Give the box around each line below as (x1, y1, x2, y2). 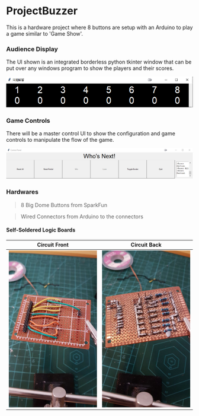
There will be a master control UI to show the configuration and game (6, 130, 176, 137)
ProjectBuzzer (6, 4, 78, 18)
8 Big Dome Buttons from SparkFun (20, 201, 108, 208)
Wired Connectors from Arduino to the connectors (20, 212, 144, 220)
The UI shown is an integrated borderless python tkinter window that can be (6, 58, 192, 66)
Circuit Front (37, 242, 69, 249)
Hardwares (6, 188, 38, 196)
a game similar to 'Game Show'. (6, 30, 84, 37)
